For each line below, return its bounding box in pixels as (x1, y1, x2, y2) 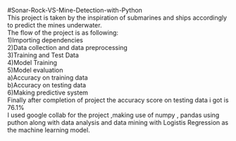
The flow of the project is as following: (7, 28, 118, 37)
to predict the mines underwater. (7, 21, 102, 29)
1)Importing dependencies (7, 36, 83, 44)
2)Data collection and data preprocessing (7, 44, 128, 51)
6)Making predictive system (7, 88, 89, 97)
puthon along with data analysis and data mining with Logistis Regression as (7, 118, 229, 126)
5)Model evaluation (7, 66, 63, 74)
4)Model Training (7, 59, 58, 66)
